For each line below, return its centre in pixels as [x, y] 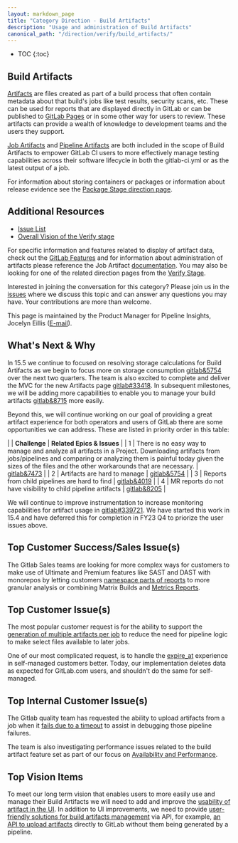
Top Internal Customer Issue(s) [77, 701]
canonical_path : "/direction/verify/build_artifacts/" [90, 34]
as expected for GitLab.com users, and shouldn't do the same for [103, 671]
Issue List [32, 229]
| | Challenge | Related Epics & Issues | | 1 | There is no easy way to [107, 443]
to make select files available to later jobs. [69, 642]
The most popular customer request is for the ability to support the [105, 627]
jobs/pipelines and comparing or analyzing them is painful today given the [116, 458]
